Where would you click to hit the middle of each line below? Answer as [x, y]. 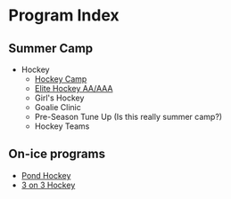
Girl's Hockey [59, 98]
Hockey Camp [61, 79]
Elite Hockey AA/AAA [74, 88]
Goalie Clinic [58, 107]
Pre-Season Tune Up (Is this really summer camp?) [128, 117]
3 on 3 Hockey [48, 185]
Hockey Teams [62, 126]
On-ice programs [57, 154]
